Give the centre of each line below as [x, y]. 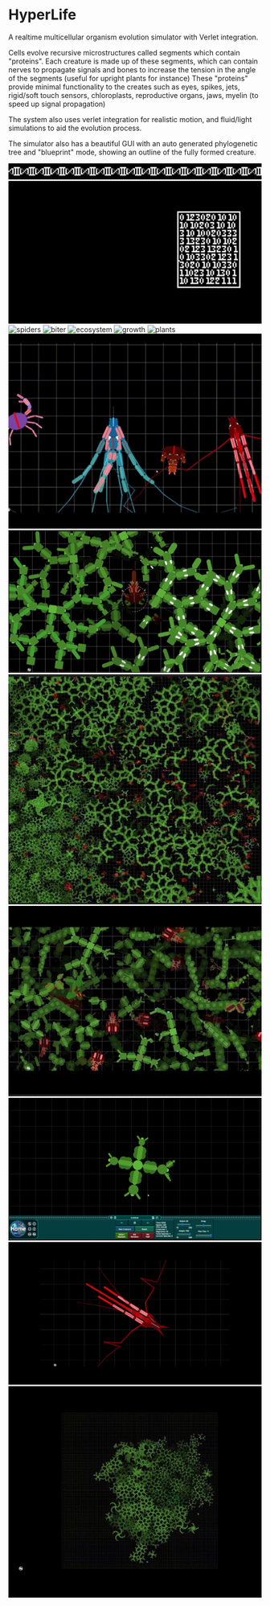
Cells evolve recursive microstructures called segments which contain [124, 52]
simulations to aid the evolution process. [75, 128]
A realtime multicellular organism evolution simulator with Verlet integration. [133, 37]
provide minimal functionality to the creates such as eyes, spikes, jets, [124, 87]
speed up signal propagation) [57, 104]
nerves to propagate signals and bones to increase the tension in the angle [132, 69]
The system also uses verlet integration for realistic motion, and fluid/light [130, 119]
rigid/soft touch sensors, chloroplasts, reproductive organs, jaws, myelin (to [133, 95]
